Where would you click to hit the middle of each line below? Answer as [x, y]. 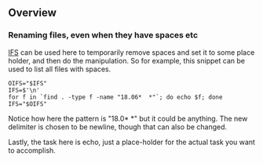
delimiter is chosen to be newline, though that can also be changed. [118, 127]
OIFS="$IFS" [27, 83]
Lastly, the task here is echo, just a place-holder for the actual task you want [131, 142]
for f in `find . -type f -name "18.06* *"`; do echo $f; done [115, 97]
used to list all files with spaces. [60, 69]
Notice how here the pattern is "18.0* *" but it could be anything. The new [128, 118]
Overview [33, 13]
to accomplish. [32, 150]
